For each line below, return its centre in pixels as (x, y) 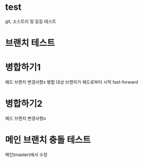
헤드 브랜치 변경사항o (26, 118)
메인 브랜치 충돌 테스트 (48, 140)
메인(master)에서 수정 (26, 155)
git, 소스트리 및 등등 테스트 (31, 21)
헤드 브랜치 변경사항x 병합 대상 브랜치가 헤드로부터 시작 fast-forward (71, 82)
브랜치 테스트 (30, 43)
